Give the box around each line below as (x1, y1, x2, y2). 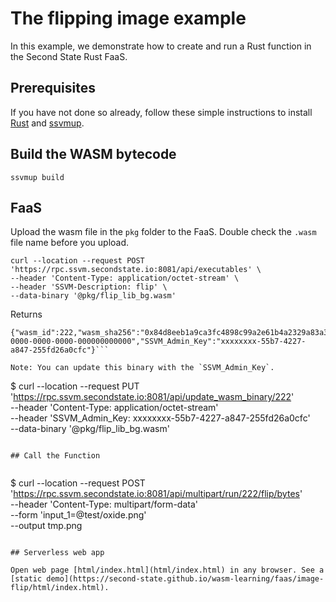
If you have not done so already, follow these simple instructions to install (10, 106, 313, 118)
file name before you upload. (10, 237, 130, 249)
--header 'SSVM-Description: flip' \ (10, 282, 168, 292)
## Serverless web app (10, 548, 105, 558)
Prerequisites (10, 80, 96, 97)
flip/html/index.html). (10, 583, 110, 593)
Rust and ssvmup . (10, 117, 85, 129)
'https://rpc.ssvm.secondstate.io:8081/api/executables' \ (10, 265, 262, 275)
